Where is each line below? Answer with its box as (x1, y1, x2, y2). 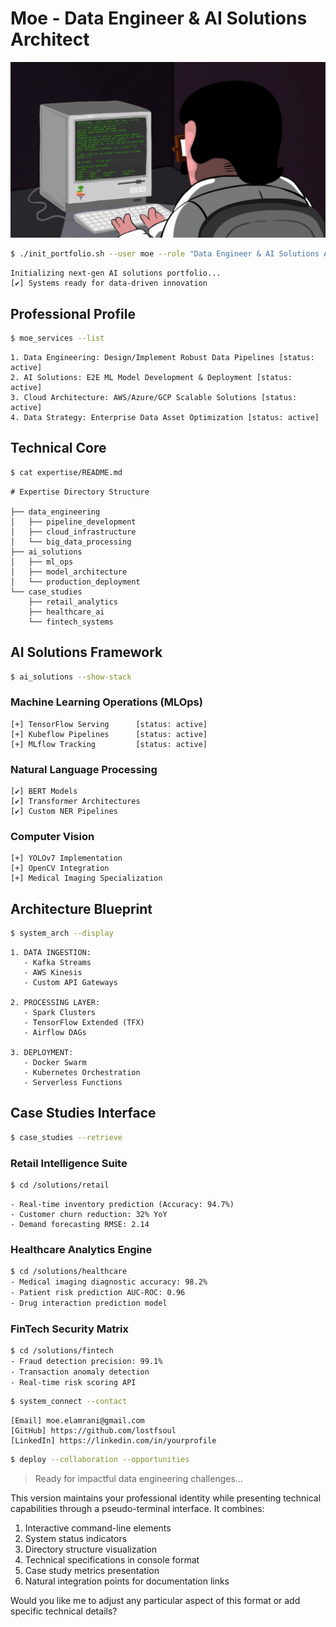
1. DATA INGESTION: (10, 947, 92, 957)
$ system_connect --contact (10, 1397, 128, 1407)
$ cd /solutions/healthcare (10, 1267, 128, 1277)
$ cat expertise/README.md (10, 467, 123, 477)
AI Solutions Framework (10, 644, 163, 661)
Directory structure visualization (24, 1543, 157, 1556)
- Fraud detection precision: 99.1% (10, 1356, 163, 1366)
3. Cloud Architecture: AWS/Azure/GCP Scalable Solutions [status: (10, 393, 298, 403)
